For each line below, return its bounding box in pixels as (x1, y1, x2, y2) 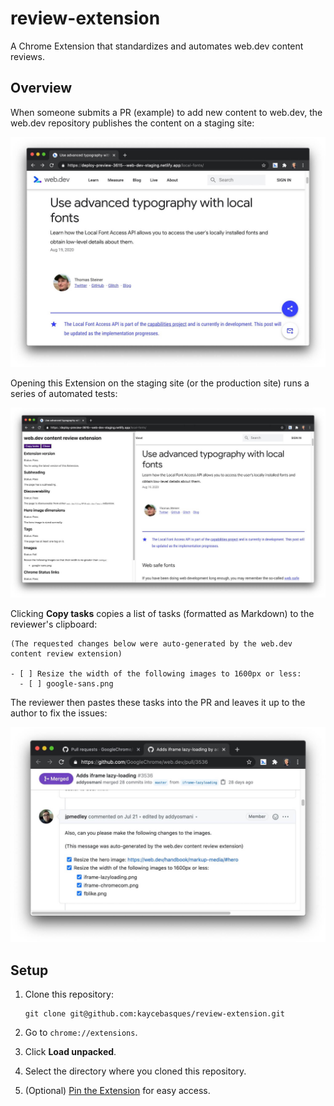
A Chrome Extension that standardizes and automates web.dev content (10, 40, 304, 52)
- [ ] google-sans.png (19, 678, 114, 689)
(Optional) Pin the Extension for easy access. (24, 1084, 211, 1096)
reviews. (10, 50, 45, 62)
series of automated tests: (10, 387, 118, 399)
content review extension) (10, 648, 123, 659)
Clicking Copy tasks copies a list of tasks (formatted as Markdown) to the (10, 607, 315, 619)
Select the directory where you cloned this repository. (24, 1065, 247, 1077)
